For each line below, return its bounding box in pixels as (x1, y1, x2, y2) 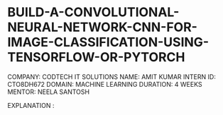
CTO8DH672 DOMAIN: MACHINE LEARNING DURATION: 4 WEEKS (7, 80, 202, 88)
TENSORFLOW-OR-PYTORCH (7, 49, 185, 66)
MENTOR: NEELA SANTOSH (7, 87, 90, 96)
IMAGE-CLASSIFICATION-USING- (7, 35, 210, 50)
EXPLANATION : (7, 101, 55, 109)
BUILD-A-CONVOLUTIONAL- (7, 4, 180, 20)
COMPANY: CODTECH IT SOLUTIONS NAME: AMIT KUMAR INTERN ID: (7, 72, 217, 81)
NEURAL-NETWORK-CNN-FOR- (7, 19, 197, 35)
